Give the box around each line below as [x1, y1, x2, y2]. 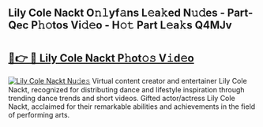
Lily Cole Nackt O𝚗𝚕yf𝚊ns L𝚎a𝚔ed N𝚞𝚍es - [8, 6, 225, 20]
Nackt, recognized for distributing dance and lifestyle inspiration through [8, 85, 245, 94]
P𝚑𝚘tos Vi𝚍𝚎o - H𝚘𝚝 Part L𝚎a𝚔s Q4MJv [31, 19, 232, 32]
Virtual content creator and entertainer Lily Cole [92, 77, 247, 85]
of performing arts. [8, 110, 70, 119]
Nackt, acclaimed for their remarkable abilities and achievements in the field [8, 102, 256, 111]
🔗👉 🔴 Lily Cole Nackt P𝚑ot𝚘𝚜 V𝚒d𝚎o [8, 51, 195, 65]
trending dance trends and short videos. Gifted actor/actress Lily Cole [8, 94, 235, 103]
